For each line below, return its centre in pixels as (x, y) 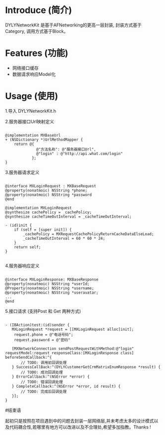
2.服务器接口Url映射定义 (30, 121)
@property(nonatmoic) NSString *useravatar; (52, 292)
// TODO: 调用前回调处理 (44, 362)
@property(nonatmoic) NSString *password (49, 195)
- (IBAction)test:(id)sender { (37, 325)
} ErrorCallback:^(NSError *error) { (51, 377)
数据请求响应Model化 (34, 74)
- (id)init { (19, 225)
